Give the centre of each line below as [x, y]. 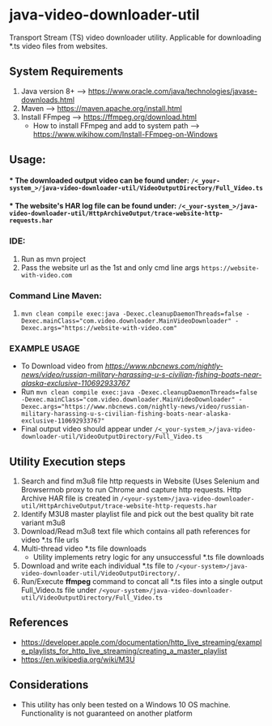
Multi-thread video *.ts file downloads [83, 548]
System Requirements [66, 72]
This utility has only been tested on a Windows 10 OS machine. [125, 704]
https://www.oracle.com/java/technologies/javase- [173, 91]
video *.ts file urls [50, 540]
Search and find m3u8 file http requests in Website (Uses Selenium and [140, 481]
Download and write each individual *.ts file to [97, 566]
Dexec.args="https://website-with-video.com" [99, 328]
